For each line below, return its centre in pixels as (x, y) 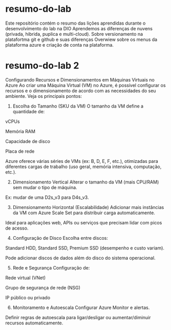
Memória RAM (20, 131)
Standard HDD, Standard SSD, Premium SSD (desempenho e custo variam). (85, 248)
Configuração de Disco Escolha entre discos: (60, 238)
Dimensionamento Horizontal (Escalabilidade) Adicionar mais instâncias (88, 207)
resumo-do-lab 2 (42, 66)
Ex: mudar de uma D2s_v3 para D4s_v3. (47, 197)
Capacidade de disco (28, 141)
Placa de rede (20, 151)
